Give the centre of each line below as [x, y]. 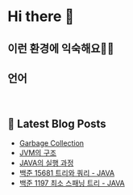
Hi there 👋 [41, 17]
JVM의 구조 [38, 153]
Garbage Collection [52, 143]
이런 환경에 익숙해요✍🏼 [61, 48]
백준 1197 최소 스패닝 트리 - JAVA [72, 183]
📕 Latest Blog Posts [57, 123]
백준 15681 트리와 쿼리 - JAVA [66, 173]
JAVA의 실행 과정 [46, 163]
